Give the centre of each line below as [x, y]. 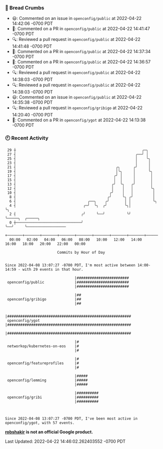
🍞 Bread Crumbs [25, 8]
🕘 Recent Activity [27, 138]
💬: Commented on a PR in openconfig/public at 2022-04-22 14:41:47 [81, 29]
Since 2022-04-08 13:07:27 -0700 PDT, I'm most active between [70, 265]
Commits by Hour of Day [81, 252]
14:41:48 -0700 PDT [32, 46]
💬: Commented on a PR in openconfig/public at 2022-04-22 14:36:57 [81, 62]
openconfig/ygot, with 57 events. [40, 423]
